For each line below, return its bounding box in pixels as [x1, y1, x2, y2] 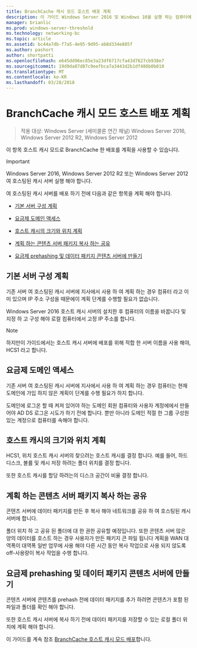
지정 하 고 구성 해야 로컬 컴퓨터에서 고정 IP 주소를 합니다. [6, 315, 136, 322]
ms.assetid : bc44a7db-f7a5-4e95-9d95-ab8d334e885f [6, 42, 133, 48]
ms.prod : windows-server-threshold [6, 25, 94, 31]
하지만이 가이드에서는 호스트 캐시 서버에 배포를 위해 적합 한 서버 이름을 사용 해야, [6, 339, 191, 346]
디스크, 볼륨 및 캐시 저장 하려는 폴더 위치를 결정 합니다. [6, 459, 131, 466]
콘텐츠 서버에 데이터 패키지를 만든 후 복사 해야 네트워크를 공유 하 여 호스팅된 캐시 [6, 507, 191, 515]
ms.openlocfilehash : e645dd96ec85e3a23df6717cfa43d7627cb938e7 [6, 58, 165, 64]
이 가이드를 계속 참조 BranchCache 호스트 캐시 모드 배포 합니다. [6, 636, 152, 643]
